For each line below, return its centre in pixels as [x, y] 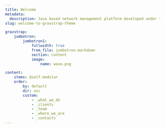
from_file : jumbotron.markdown [63, 50]
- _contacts [43, 118]
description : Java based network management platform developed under [83, 19]
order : [21, 82]
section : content [49, 55]
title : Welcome [21, 10]
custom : [30, 95]
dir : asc [32, 91]
